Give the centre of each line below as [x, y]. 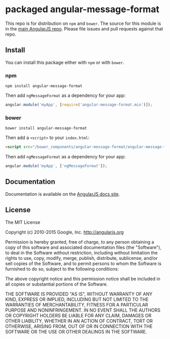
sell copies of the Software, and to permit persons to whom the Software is [83, 263]
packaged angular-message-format [82, 9]
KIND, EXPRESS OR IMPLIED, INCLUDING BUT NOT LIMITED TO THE [77, 299]
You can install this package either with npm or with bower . [65, 62]
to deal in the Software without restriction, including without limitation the [81, 253]
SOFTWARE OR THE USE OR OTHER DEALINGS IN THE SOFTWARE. [76, 331]
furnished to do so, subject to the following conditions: [62, 269]
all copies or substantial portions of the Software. [56, 284]
